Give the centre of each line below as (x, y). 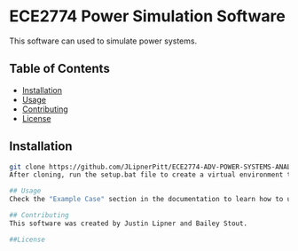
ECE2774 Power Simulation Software (147, 16)
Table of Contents (60, 69)
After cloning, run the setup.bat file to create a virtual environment (146, 175)
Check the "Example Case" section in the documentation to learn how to (146, 200)
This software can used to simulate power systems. (103, 41)
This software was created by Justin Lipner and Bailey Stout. (129, 224)
